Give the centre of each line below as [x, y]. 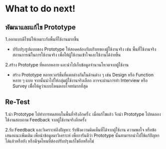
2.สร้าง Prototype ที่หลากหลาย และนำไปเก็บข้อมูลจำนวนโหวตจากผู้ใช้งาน [67, 65]
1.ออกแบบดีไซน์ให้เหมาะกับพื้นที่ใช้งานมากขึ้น [42, 39]
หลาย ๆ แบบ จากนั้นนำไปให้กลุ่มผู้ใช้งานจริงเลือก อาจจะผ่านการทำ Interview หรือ [80, 80]
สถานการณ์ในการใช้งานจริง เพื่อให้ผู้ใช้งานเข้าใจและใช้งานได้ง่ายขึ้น [67, 55]
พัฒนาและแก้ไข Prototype [41, 27]
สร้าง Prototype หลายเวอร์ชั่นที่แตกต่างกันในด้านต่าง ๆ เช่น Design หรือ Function [83, 75]
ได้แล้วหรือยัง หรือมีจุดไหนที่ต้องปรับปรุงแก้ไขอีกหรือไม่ [50, 141]
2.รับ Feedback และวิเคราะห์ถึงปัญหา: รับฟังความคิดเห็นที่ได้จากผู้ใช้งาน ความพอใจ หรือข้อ [81, 129]
